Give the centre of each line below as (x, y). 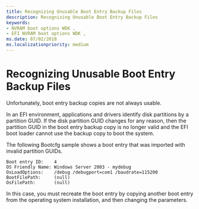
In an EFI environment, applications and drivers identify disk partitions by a (97, 114)
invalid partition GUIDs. (34, 151)
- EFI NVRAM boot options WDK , (46, 34)
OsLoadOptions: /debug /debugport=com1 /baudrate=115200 (82, 172)
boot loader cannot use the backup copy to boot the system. (80, 133)
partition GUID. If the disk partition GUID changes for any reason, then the (96, 120)
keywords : (18, 22)
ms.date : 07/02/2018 (32, 39)
